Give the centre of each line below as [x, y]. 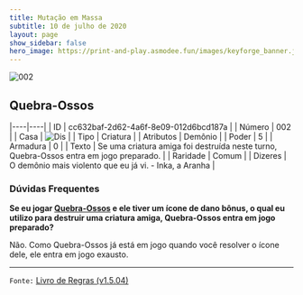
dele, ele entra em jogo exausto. [69, 254]
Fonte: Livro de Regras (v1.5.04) [69, 281]
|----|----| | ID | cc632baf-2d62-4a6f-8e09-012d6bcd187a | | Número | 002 [150, 126]
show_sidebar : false [48, 43]
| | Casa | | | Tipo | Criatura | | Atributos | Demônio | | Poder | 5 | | [141, 136]
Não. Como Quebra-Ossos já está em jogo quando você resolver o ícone [144, 245]
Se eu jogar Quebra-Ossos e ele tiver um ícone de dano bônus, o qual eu [147, 208]
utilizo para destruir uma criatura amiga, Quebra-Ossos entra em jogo [142, 218]
